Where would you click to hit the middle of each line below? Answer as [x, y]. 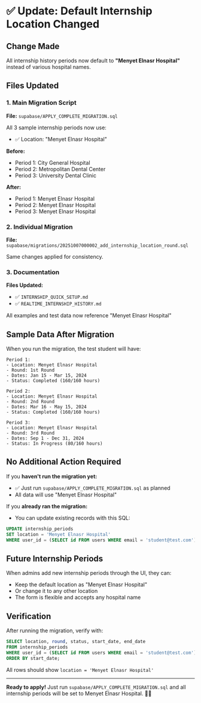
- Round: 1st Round [31, 370]
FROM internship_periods [37, 647]
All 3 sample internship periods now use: [56, 128]
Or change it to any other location [56, 591]
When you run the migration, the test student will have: [74, 349]
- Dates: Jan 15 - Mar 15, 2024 [46, 375]
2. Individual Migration [39, 227]
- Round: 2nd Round [31, 402]
